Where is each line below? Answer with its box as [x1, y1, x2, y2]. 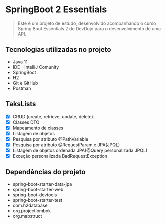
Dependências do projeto [5, 168, 86, 176]
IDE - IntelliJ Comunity [12, 64, 59, 70]
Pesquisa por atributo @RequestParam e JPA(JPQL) [12, 142, 120, 148]
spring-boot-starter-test [12, 197, 63, 203]
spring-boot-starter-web [12, 186, 64, 192]
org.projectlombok [12, 207, 51, 214]
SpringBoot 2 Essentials [5, 4, 107, 15]
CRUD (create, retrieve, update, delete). [12, 113, 95, 119]
